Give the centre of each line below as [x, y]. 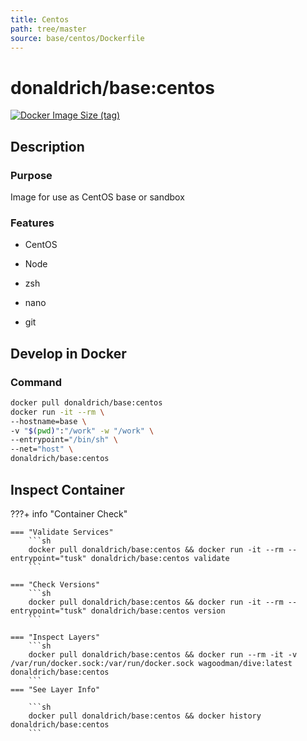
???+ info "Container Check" [69, 513]
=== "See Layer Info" [55, 689]
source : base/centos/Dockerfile [77, 38]
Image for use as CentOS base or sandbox [97, 197]
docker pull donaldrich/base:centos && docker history [145, 716]
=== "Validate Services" [62, 532]
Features [32, 223]
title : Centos [40, 19]
